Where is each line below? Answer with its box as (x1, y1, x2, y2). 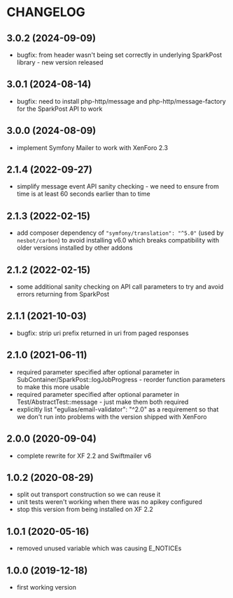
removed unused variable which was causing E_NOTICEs (16, 544, 182, 552)
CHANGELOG (6, 4, 85, 20)
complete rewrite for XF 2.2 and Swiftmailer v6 (16, 451, 152, 460)
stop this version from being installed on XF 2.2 (16, 505, 153, 514)
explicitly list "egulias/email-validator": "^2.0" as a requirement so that (16, 405, 219, 414)
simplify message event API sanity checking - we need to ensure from (16, 182, 220, 191)
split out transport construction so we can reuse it (16, 490, 161, 498)
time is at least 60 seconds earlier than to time (16, 190, 151, 198)
